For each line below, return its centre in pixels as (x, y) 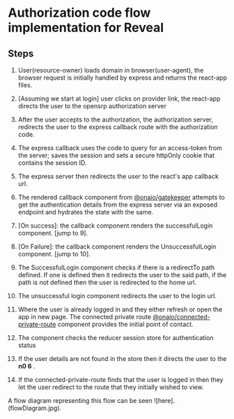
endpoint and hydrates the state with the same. (86, 212)
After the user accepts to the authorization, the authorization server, (115, 119)
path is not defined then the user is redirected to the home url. (107, 282)
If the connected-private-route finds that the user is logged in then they (120, 380)
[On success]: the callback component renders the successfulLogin (115, 226)
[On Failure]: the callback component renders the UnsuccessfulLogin (117, 247)
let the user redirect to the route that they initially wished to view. (111, 387)
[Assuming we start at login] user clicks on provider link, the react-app (119, 98)
